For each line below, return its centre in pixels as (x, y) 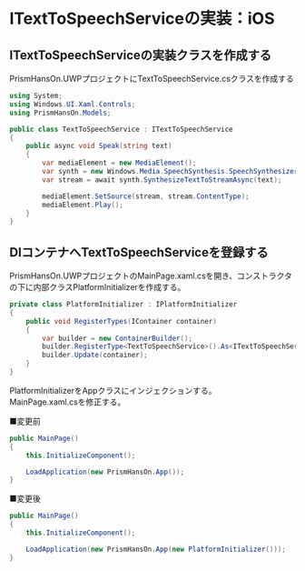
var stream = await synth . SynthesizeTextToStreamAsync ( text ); (162, 180)
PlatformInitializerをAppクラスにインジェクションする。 (113, 390)
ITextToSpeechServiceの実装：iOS (142, 19)
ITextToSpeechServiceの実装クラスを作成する (141, 55)
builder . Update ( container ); (95, 356)
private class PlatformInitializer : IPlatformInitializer (123, 305)
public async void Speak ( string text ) (99, 146)
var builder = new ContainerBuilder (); (118, 338)
